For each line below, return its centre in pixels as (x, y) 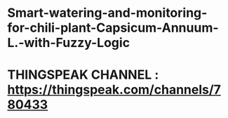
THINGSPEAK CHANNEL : (83, 75)
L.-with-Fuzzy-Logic (69, 43)
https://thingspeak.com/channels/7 (114, 90)
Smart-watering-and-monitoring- (107, 13)
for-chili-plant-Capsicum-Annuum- (113, 28)
